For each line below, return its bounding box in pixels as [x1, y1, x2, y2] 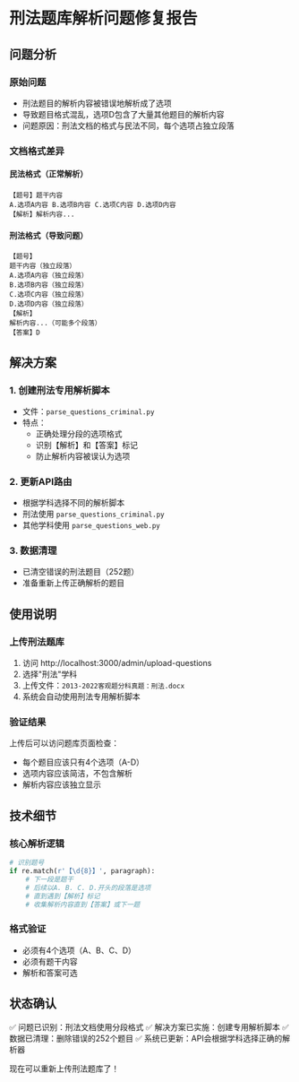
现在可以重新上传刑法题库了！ [9, 1063, 119, 1074]
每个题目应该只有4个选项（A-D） [21, 757, 145, 767]
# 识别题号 [9, 858, 45, 868]
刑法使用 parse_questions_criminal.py [21, 508, 166, 520]
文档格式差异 [9, 144, 65, 157]
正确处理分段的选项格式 [35, 428, 123, 439]
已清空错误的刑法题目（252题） [21, 567, 140, 577]
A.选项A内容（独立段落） [9, 271, 89, 281]
